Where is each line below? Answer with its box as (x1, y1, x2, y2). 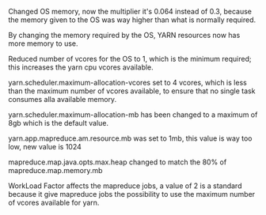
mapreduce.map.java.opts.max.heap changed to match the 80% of (8, 157, 227, 167)
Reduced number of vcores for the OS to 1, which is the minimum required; (8, 55, 252, 63)
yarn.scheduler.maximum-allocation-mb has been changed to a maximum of (8, 110, 258, 119)
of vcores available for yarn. (8, 198, 100, 207)
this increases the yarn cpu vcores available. (8, 62, 154, 72)
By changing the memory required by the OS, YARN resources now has (8, 31, 241, 40)
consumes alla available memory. (8, 95, 117, 104)
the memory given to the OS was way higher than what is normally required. (8, 15, 256, 25)
